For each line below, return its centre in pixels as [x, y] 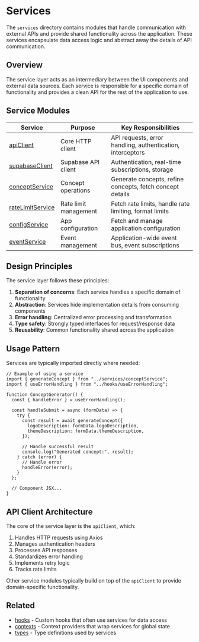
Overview [25, 65]
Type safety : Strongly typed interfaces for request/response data [95, 324]
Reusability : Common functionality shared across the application [94, 330]
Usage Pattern [33, 349]
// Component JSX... [37, 489]
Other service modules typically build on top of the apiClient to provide [94, 580]
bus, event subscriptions [145, 245]
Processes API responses [46, 550]
